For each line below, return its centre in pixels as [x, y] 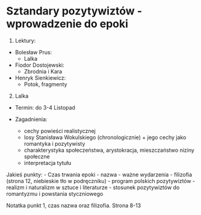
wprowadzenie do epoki [67, 24]
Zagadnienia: [31, 119]
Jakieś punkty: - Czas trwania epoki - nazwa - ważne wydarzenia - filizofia [99, 174]
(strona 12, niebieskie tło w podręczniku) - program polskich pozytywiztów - [101, 181]
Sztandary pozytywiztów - [74, 11]
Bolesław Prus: [33, 52]
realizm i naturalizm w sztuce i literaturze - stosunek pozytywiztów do [93, 187]
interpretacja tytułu [48, 163]
